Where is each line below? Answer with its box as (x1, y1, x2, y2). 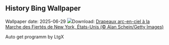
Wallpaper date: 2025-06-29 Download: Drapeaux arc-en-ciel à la (5, 18, 150, 25)
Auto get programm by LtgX (5, 33, 64, 40)
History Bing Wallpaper (5, 4, 81, 13)
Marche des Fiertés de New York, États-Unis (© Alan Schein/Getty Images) (5, 24, 164, 30)
